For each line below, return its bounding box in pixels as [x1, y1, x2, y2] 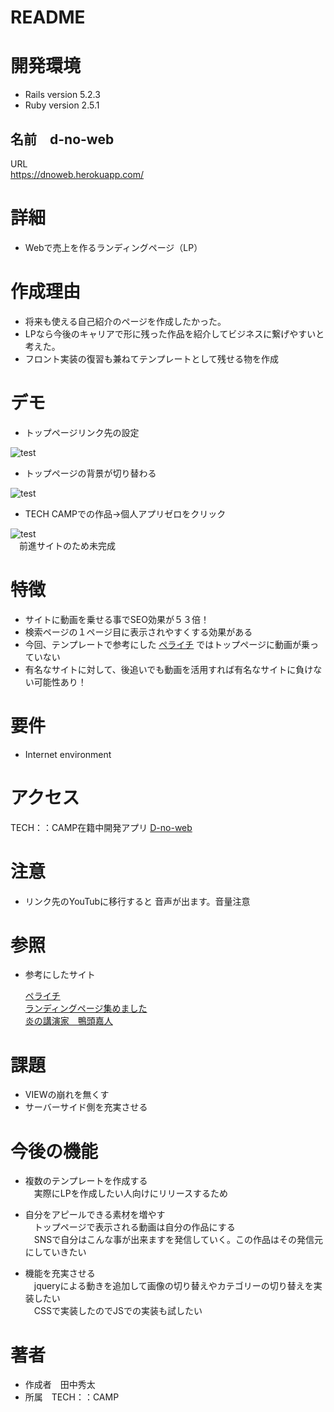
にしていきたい [24, 1246, 87, 1258]
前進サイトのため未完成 [18, 539, 116, 551]
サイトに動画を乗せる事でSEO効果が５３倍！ [24, 613, 210, 625]
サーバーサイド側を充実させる [24, 1101, 148, 1113]
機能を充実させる [24, 1267, 96, 1280]
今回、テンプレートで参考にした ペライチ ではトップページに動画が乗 [24, 638, 310, 650]
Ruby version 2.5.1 [24, 99, 100, 111]
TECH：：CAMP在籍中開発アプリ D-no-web [10, 821, 193, 833]
